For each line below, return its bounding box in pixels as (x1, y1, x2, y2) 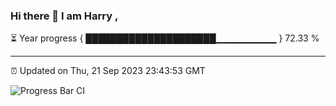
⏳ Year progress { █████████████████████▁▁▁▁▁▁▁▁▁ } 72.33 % (10, 32, 320, 44)
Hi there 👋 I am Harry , (10, 9, 119, 23)
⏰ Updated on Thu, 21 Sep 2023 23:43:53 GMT (10, 65, 206, 77)
